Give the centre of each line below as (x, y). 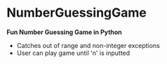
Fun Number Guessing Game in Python (64, 32)
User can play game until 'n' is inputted (73, 53)
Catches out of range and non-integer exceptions (88, 45)
